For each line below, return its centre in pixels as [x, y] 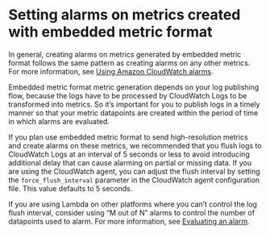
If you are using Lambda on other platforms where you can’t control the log [133, 204]
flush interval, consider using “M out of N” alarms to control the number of [132, 212]
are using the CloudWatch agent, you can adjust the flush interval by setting [134, 171]
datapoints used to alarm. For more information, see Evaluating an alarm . [129, 221]
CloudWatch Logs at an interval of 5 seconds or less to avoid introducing [129, 154]
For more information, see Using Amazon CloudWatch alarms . [111, 71]
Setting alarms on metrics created [125, 15]
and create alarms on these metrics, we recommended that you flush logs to [135, 145]
